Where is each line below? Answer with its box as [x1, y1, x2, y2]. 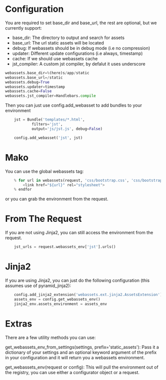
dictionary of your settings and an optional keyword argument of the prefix [5, 349, 157, 355]
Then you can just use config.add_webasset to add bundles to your [5, 102, 142, 108]
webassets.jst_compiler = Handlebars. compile [5, 93, 96, 98]
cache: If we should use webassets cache [12, 55, 98, 61]
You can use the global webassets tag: [5, 168, 84, 174]
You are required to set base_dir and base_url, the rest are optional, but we [5, 20, 157, 26]
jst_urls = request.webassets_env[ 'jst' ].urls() [14, 245, 116, 250]
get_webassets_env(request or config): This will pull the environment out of [5, 364, 159, 370]
